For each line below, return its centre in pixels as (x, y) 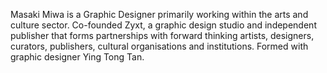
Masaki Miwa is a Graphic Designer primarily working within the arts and (159, 14)
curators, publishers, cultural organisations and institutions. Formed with (159, 46)
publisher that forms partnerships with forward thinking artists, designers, (162, 35)
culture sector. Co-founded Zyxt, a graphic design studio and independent (163, 25)
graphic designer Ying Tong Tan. (77, 57)
